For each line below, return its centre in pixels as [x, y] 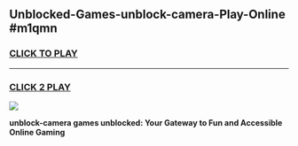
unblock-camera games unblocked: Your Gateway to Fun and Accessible [146, 122]
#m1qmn [33, 29]
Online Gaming [37, 132]
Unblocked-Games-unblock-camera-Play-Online [147, 15]
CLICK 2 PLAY [40, 87]
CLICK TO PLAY [43, 54]
